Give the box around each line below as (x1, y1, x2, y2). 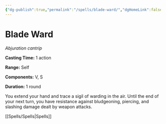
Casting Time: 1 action (5, 55, 52, 61)
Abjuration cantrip (5, 45, 42, 51)
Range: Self (5, 64, 30, 70)
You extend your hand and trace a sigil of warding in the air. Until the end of (5, 93, 159, 99)
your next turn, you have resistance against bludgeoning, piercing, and (5, 98, 149, 104)
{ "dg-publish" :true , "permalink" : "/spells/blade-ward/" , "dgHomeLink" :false (5, 7, 163, 12)
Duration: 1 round (5, 83, 41, 89)
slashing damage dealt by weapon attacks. (5, 104, 92, 110)
